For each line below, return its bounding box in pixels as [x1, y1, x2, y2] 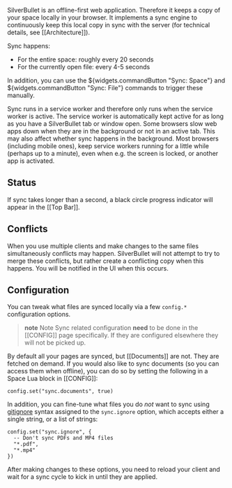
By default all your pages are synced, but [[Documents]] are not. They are [7, 352, 219, 361]
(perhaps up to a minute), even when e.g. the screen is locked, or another [7, 150, 219, 157]
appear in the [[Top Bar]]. [7, 203, 80, 211]
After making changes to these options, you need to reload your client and [7, 465, 221, 474]
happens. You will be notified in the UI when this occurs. [7, 264, 169, 272]
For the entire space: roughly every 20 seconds [17, 55, 154, 64]
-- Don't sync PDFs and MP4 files [13, 435, 114, 442]
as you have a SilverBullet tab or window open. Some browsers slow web [7, 120, 217, 128]
